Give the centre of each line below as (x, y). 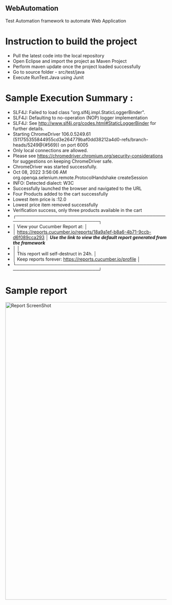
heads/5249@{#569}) (36, 145)
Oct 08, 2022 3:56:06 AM (40, 172)
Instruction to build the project (71, 41)
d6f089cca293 (29, 237)
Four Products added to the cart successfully (60, 193)
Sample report (36, 290)
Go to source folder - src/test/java (49, 72)
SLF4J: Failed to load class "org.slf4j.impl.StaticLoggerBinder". (79, 112)
